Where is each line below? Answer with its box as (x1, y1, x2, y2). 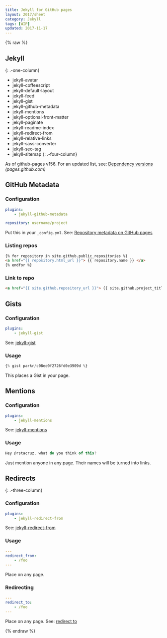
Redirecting (5, 584, 34, 591)
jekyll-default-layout (12, 87, 54, 93)
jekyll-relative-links (12, 135, 52, 141)
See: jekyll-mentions (5, 427, 47, 433)
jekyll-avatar (12, 77, 38, 83)
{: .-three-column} (5, 487, 43, 493)
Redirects (5, 474, 36, 482)
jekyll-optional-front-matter (12, 114, 69, 120)
